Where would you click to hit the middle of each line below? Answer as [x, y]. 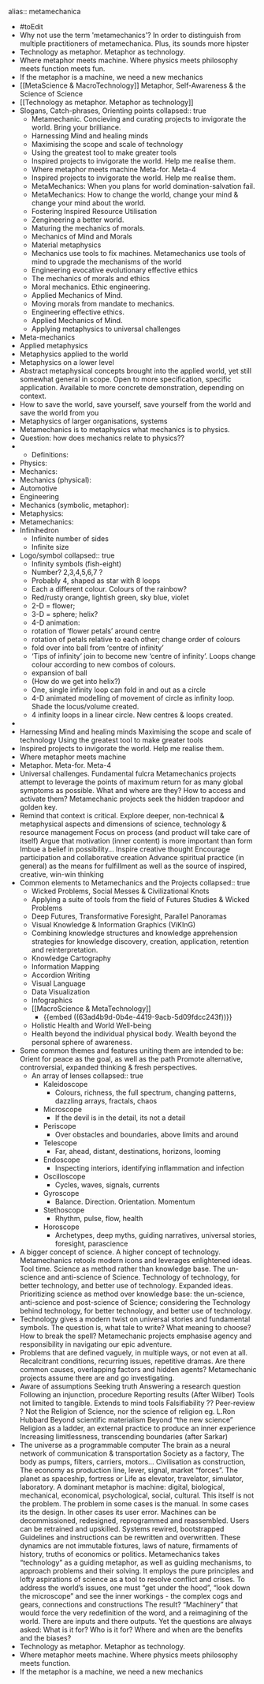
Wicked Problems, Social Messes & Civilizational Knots [120, 891]
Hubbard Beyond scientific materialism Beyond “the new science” [126, 1420]
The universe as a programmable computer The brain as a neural [125, 1445]
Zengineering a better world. [78, 220]
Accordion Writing [61, 975]
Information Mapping [65, 966]
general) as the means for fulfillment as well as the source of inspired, [133, 866]
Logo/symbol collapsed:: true [67, 555]
